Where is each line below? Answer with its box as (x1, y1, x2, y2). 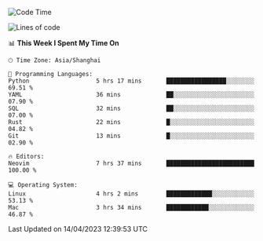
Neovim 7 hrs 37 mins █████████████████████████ (8, 159, 255, 167)
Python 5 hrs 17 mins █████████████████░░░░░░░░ (8, 77, 255, 85)
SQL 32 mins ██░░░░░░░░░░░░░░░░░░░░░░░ (8, 104, 255, 112)
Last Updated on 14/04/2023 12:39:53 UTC (8, 225, 148, 233)
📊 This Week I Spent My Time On (8, 38, 119, 47)
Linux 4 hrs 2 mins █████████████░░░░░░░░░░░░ (8, 190, 255, 198)
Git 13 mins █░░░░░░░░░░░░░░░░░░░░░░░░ (8, 132, 255, 140)
